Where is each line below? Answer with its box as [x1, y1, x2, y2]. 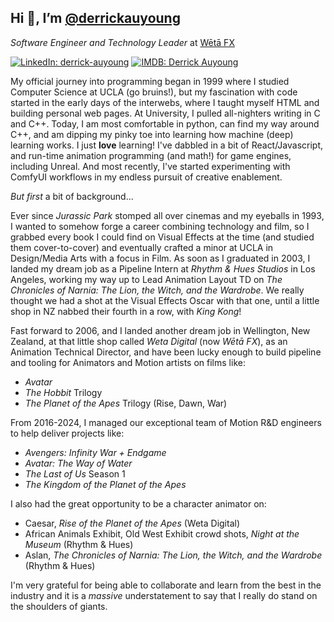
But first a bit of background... [10, 190, 134, 202]
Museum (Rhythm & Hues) [24, 538, 134, 550]
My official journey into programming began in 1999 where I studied [10, 75, 290, 87]
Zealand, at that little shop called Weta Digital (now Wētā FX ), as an [10, 335, 288, 347]
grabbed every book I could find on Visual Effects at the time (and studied [10, 231, 315, 243]
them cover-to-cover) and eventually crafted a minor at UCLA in [10, 241, 274, 253]
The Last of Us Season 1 [24, 467, 126, 480]
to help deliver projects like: [10, 427, 125, 439]
